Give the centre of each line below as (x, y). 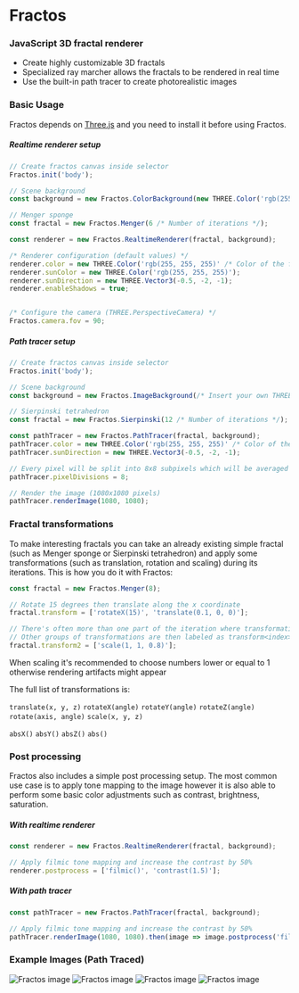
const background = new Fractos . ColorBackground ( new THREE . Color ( (135, 199)
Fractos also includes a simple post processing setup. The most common (143, 776)
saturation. (29, 805)
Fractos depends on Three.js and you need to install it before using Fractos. (148, 124)
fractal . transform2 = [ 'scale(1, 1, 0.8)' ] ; (93, 646)
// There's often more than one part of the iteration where (125, 629)
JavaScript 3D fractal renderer (77, 44)
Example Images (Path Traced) (77, 960)
